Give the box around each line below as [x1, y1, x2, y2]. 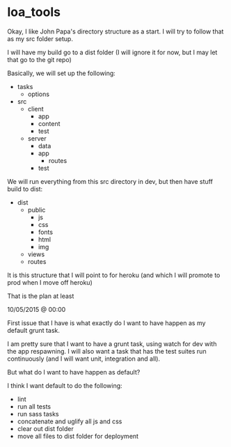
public [27, 205, 46, 214]
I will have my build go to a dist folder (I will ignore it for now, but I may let [7, 48, 218, 56]
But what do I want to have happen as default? [7, 368, 141, 376]
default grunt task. [7, 326, 61, 334]
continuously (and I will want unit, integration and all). [7, 354, 161, 363]
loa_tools [7, 4, 61, 20]
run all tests [17, 402, 51, 411]
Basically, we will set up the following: [7, 69, 116, 77]
